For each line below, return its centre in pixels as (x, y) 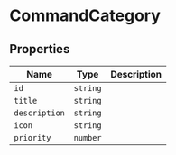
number (88, 137)
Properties (40, 49)
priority (32, 137)
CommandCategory (85, 16)
